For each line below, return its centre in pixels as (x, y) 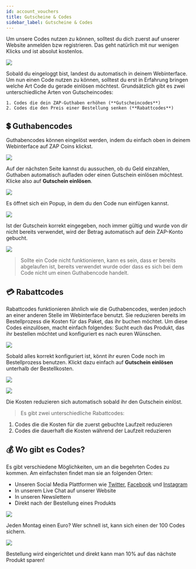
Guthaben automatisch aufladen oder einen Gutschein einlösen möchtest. (95, 175)
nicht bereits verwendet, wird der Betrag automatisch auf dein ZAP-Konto (94, 232)
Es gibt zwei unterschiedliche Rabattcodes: (72, 413)
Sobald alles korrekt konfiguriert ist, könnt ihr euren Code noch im (85, 356)
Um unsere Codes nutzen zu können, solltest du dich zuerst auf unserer (93, 39)
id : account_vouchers (32, 11)
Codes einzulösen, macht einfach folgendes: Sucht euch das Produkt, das (95, 327)
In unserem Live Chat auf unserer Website (65, 490)
